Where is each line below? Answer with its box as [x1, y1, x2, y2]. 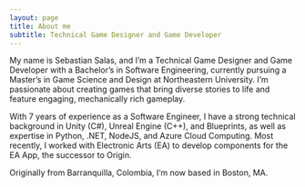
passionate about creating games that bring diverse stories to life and [9, 84, 270, 95]
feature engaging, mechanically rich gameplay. [9, 93, 186, 104]
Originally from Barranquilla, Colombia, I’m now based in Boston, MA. [9, 167, 269, 178]
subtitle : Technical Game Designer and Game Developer [9, 30, 222, 39]
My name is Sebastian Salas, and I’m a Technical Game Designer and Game [9, 55, 293, 66]
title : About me [9, 22, 71, 31]
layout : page [9, 13, 59, 23]
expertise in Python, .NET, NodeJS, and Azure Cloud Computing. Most [9, 131, 274, 142]
